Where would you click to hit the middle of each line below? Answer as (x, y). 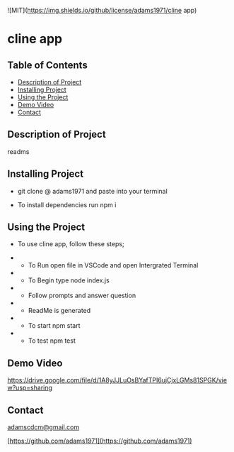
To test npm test (52, 341)
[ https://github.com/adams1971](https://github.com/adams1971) (100, 441)
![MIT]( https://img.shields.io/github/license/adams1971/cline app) (102, 10)
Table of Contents (48, 65)
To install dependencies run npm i (67, 204)
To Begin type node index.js (69, 280)
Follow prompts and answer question (82, 296)
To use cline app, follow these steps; (71, 244)
